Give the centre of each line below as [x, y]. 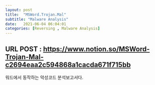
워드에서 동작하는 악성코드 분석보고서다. [44, 77]
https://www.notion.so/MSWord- [96, 49]
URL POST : [23, 49]
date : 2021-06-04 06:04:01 [36, 24]
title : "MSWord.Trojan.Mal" [36, 15]
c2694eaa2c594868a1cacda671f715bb [68, 65]
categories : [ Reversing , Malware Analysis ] [53, 29]
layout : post [19, 10]
